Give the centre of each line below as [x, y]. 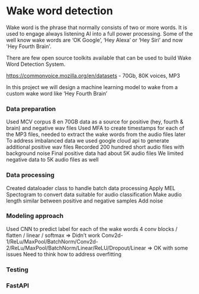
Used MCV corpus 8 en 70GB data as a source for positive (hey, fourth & [95, 122]
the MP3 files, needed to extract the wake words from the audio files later [96, 134]
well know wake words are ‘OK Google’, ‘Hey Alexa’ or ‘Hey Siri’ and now [94, 40]
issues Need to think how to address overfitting [64, 254]
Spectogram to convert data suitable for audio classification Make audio [94, 194]
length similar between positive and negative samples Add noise [85, 201]
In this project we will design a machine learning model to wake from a [92, 87]
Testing [17, 270]
